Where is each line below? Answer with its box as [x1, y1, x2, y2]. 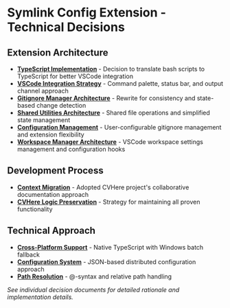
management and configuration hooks [16, 145, 126, 153]
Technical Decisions [7, 19, 125, 35]
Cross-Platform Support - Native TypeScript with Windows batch [16, 243, 204, 251]
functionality [16, 204, 53, 213]
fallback [16, 250, 40, 259]
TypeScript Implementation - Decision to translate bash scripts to [16, 65, 205, 73]
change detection [36, 102, 87, 109]
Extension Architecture [7, 47, 108, 58]
